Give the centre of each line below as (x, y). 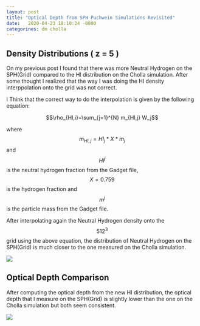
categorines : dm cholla (36, 29)
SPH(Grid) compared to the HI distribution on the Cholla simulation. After (97, 75)
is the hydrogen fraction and (42, 189)
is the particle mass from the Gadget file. (57, 209)
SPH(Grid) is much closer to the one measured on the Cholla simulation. (96, 247)
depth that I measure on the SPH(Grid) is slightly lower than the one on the (100, 299)
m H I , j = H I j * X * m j (102, 139)
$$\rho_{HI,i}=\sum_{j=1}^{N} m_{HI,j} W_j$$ (102, 118)
